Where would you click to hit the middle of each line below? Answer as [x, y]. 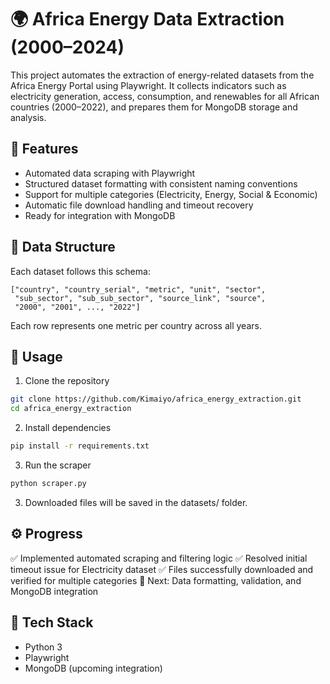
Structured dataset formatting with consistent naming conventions [161, 183]
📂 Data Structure [63, 247]
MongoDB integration [54, 591]
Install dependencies [68, 428]
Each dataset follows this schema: [80, 271]
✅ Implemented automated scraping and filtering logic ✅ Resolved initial [159, 558]
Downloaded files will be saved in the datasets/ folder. [136, 502]
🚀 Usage [36, 356]
